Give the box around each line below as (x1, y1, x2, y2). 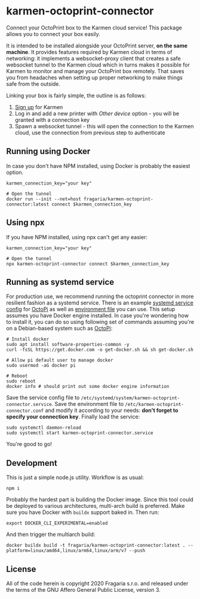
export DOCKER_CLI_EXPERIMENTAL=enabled (6, 520, 109, 526)
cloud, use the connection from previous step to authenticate (14, 129, 165, 136)
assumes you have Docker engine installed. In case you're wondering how (6, 312, 189, 319)
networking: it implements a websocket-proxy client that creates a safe (6, 55, 181, 62)
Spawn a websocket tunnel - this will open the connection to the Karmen (14, 122, 194, 130)
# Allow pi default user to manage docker (6, 357, 113, 363)
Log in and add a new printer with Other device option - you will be (14, 110, 180, 117)
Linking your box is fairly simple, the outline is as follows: (6, 92, 146, 99)
